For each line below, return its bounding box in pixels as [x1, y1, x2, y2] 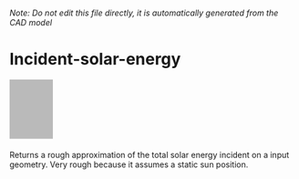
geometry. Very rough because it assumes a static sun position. [9, 159, 249, 170]
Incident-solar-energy [9, 48, 181, 69]
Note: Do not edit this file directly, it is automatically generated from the [9, 7, 279, 18]
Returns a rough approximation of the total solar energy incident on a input [9, 149, 290, 160]
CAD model [9, 16, 53, 27]
